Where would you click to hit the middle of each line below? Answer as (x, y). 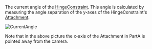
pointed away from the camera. (37, 41)
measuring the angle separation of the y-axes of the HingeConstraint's (76, 12)
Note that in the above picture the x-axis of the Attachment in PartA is (75, 36)
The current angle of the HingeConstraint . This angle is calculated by (75, 7)
